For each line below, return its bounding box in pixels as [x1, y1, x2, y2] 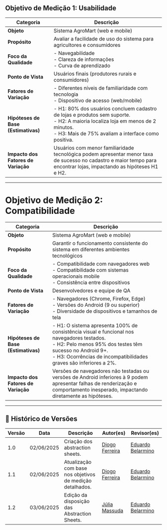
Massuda [101, 507, 123, 514]
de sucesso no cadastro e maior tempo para [54, 157, 157, 164]
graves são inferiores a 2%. [52, 359, 117, 366]
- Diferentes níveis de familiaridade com [54, 84, 148, 91]
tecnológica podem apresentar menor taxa [54, 151, 153, 158]
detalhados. [64, 483, 92, 490]
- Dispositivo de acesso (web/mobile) [54, 97, 143, 104]
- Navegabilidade [54, 49, 95, 56]
